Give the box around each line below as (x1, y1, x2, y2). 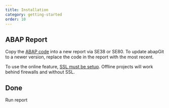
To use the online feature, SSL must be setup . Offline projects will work (5, 64, 153, 70)
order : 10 (5, 17, 26, 22)
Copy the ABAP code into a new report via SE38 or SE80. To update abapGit (5, 49, 164, 55)
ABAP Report (5, 35, 48, 44)
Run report (5, 97, 28, 103)
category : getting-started (5, 12, 62, 17)
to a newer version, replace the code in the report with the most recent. (5, 54, 154, 60)
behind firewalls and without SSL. (5, 69, 75, 75)
